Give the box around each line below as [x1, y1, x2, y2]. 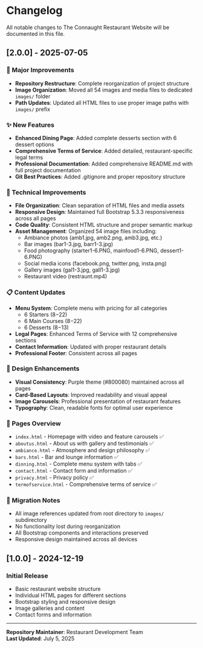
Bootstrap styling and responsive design [14, 598, 116, 606]
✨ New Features [6, 121, 54, 129]
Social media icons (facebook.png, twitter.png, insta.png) [24, 260, 167, 267]
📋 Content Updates [6, 289, 65, 297]
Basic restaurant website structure [14, 586, 101, 593]
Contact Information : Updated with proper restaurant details [14, 343, 167, 350]
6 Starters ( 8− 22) [24, 310, 68, 318]
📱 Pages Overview [6, 419, 62, 427]
